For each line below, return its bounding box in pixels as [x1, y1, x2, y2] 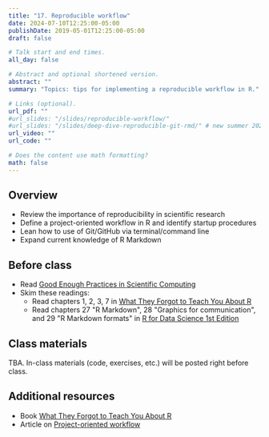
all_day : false [8, 56, 59, 64]
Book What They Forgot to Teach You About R [19, 411, 172, 420]
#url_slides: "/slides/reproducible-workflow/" [8, 114, 171, 122]
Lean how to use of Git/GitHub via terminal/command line [19, 227, 210, 236]
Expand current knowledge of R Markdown [19, 235, 162, 245]
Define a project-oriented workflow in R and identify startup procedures [19, 218, 257, 228]
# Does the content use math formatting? [8, 151, 149, 159]
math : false [8, 158, 48, 166]
